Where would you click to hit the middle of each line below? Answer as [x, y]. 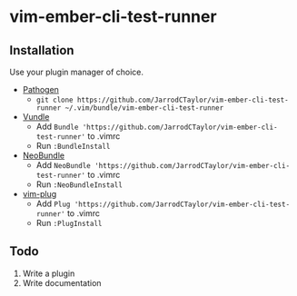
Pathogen [40, 89]
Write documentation [62, 282]
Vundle [36, 117]
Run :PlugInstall [69, 223]
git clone [55, 100]
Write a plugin [49, 273]
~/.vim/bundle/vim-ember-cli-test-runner [144, 108]
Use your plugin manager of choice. [76, 72]
